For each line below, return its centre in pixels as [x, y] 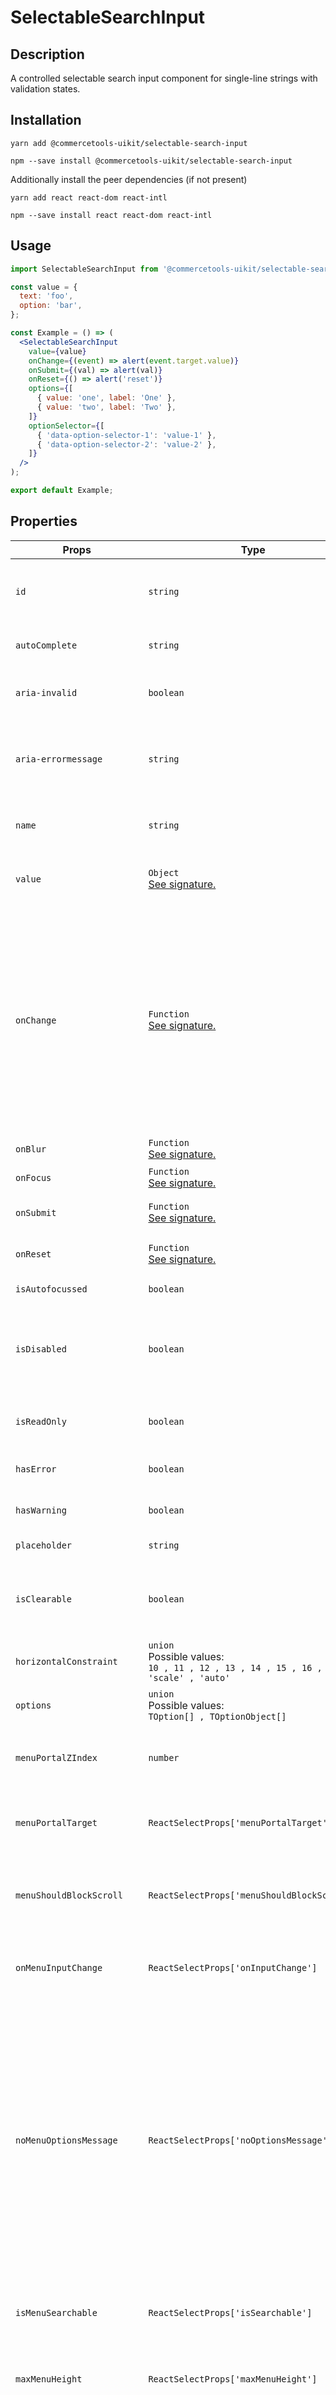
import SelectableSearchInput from [84, 269]
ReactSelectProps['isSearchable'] [230, 2312]
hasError [36, 1469]
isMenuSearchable [56, 2312]
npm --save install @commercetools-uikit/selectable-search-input [151, 161]
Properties [44, 521]
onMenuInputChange [59, 1967]
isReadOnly [41, 1421]
